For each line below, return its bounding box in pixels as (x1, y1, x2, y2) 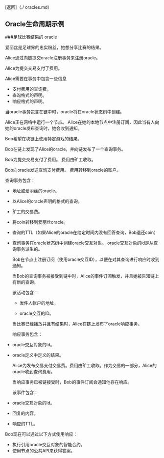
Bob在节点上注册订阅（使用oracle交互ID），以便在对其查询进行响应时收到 (12, 256, 160, 262)
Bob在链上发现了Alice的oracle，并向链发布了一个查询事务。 (5, 146, 126, 152)
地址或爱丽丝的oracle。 (12, 188, 60, 194)
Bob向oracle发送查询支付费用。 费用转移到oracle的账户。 (5, 167, 121, 173)
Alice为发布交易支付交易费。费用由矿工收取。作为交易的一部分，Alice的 (12, 362, 157, 368)
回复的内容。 (12, 410, 38, 416)
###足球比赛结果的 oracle (5, 34, 57, 40)
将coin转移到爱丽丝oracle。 (12, 219, 68, 225)
